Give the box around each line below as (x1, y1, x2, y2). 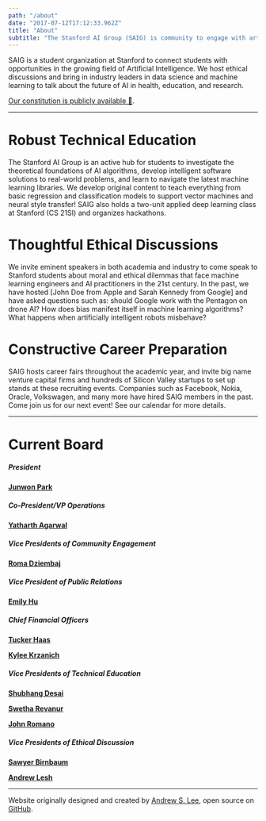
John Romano (8, 719, 55, 729)
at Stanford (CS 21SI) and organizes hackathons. (8, 208, 166, 218)
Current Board (8, 435, 104, 454)
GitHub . (8, 804, 33, 814)
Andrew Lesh (8, 773, 53, 782)
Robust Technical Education (8, 132, 196, 149)
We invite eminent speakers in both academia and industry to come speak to (8, 263, 258, 272)
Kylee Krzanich (8, 650, 60, 660)
